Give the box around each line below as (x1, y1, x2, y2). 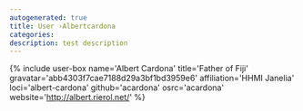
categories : (9, 30, 55, 39)
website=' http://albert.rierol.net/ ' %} (9, 92, 146, 103)
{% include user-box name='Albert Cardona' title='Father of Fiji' (9, 63, 248, 74)
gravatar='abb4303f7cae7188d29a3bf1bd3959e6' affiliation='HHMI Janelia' (9, 73, 295, 84)
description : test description (9, 38, 128, 48)
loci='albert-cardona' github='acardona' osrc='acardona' (9, 82, 225, 93)
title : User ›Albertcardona (9, 22, 116, 31)
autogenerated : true (9, 13, 88, 23)
